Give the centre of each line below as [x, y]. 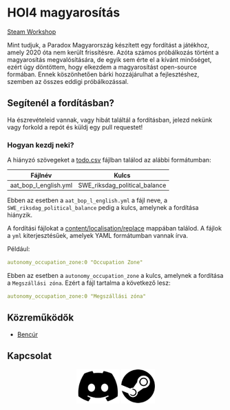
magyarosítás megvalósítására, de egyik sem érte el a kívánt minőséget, [109, 59]
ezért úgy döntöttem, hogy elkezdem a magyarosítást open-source [102, 67]
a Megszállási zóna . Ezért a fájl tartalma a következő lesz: [89, 283]
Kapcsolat [30, 356]
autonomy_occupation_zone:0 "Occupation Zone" [75, 263]
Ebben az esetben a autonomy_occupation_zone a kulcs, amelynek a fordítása [115, 276]
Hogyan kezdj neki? [41, 144]
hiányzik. [20, 215]
